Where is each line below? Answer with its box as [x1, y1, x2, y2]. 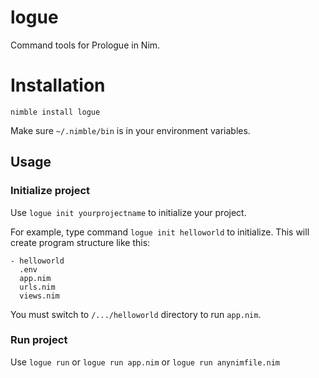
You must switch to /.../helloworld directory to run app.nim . [10, 308, 262, 320]
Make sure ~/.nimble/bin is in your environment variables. [10, 124, 251, 136]
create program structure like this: [10, 236, 151, 248]
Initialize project [10, 184, 91, 198]
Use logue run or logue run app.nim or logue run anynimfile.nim [10, 356, 280, 368]
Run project [10, 333, 68, 347]
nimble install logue [10, 107, 101, 117]
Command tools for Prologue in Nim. [10, 39, 161, 51]
